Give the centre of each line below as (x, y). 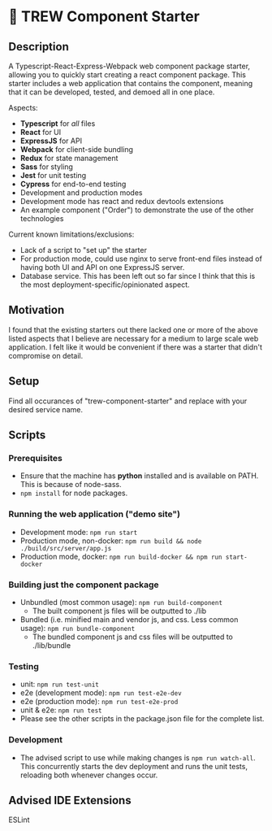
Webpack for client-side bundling (77, 149)
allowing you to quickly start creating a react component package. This (127, 75)
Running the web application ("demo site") (95, 514)
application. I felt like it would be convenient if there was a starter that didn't (135, 347)
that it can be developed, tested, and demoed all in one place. (112, 92)
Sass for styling (46, 167)
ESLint (19, 820)
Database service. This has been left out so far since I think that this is (138, 276)
